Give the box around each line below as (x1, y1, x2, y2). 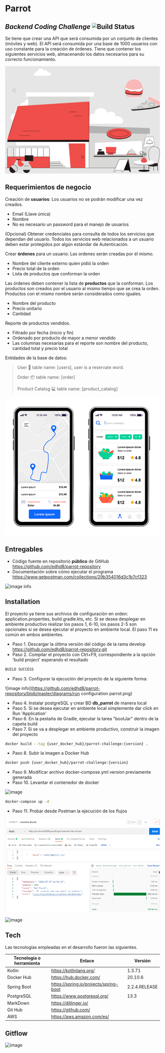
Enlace (80, 958, 94, 964)
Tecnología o (13, 955, 41, 961)
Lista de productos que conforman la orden (12, 270, 100, 276)
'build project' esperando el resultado (12, 656, 88, 663)
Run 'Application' (12, 710, 47, 716)
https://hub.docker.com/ (51, 974, 101, 980)
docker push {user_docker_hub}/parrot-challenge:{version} (5, 760, 129, 765)
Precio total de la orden (12, 266, 60, 271)
